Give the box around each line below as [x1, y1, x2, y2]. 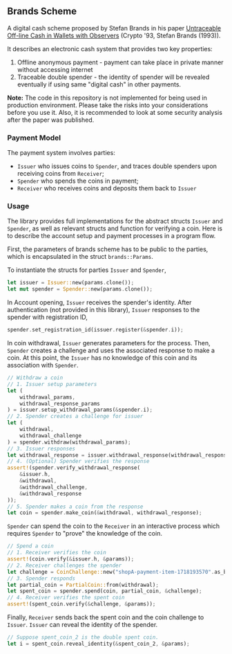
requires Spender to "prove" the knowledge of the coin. [7, 529, 162, 538]
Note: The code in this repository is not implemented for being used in [7, 93, 207, 102]
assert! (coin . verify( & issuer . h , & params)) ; [7, 556, 135, 563]
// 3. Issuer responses [7, 445, 76, 452]
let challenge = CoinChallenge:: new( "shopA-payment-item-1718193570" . [7, 568, 215, 575]
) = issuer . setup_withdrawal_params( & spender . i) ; [7, 406, 153, 414]
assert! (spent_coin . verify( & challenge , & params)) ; [7, 601, 156, 608]
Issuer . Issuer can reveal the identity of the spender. [7, 621, 158, 629]
